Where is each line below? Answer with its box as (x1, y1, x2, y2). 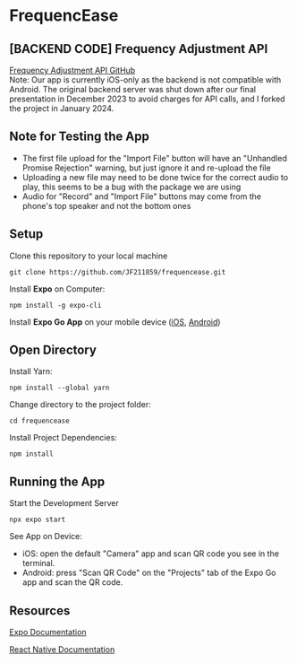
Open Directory (9, 343, 97, 358)
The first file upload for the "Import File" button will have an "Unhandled (21, 153, 288, 163)
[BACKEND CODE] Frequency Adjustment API (9, 41, 268, 57)
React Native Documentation (9, 644, 115, 655)
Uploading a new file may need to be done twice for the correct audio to (21, 171, 289, 182)
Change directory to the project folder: (9, 399, 152, 410)
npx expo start (9, 515, 66, 525)
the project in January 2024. (9, 103, 115, 113)
